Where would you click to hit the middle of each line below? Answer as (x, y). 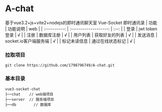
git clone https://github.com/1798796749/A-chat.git (60, 66)
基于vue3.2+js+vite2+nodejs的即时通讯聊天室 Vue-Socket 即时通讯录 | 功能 (81, 22)
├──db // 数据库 (28, 105)
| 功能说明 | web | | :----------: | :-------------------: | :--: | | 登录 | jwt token (81, 29)
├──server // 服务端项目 (30, 99)
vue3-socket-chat (23, 89)
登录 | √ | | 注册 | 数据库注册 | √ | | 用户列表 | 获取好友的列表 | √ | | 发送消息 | (81, 35)
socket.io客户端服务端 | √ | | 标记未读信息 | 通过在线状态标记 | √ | (70, 41)
